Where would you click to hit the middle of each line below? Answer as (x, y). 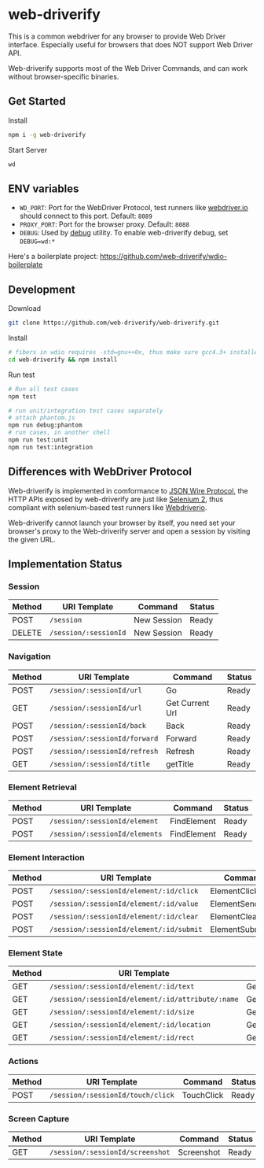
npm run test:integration (50, 447)
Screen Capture (39, 1118)
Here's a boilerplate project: (53, 257)
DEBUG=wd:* (37, 242)
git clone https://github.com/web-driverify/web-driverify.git (114, 323)
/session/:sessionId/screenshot (110, 1152)
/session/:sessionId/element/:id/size (122, 1012)
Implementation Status (65, 564)
